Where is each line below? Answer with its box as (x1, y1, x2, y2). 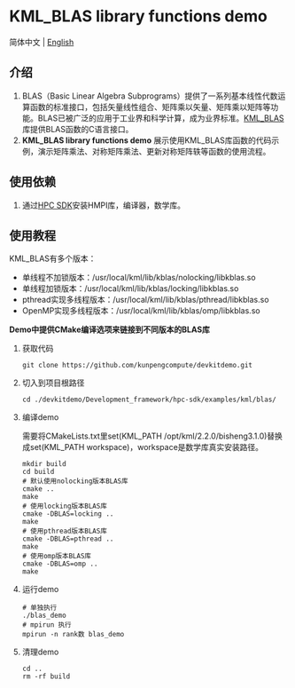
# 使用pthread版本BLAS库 (21, 526, 108, 536)
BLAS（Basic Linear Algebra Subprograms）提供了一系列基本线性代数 (21, 91, 278, 101)
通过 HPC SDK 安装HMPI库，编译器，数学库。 (21, 200, 186, 210)
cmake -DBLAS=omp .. (21, 559, 98, 569)
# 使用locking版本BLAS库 (21, 502, 108, 511)
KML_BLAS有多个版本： (9, 253, 97, 264)
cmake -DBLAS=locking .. (21, 510, 114, 518)
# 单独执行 (21, 604, 58, 613)
